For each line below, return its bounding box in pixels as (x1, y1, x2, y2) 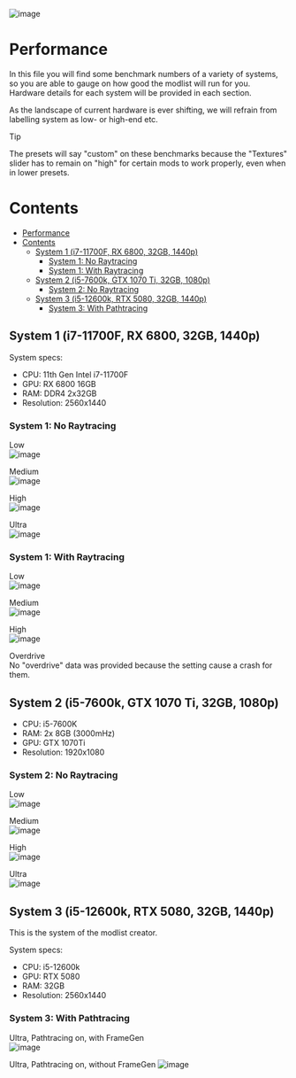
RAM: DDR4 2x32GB (21, 388, 97, 399)
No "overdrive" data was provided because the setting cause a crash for (9, 660, 273, 671)
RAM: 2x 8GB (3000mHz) (21, 728, 116, 739)
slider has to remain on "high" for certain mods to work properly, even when (9, 158, 286, 168)
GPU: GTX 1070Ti (21, 738, 86, 748)
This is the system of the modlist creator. (9, 927, 158, 938)
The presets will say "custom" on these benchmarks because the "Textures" (9, 148, 288, 159)
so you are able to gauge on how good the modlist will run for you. (9, 78, 251, 89)
